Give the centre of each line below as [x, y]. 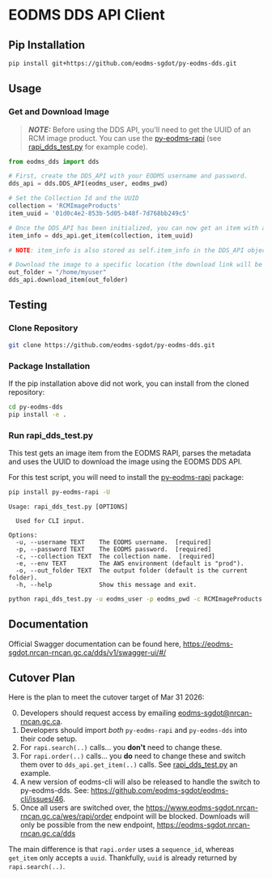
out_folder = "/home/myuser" [57, 272]
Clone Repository [43, 328]
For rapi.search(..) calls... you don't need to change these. [121, 747]
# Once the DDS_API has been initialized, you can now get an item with [134, 228]
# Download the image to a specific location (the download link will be [136, 265]
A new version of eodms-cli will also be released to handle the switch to [140, 782]
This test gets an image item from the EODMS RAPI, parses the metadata [130, 452]
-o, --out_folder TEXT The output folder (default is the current [132, 570]
